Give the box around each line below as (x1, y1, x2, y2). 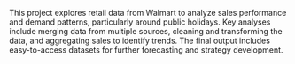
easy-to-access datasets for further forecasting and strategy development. (9, 45, 283, 55)
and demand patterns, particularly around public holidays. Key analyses (9, 17, 271, 27)
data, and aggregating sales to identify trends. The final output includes (9, 35, 270, 46)
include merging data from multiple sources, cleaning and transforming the (9, 26, 283, 36)
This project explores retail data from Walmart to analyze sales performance (9, 8, 287, 18)
